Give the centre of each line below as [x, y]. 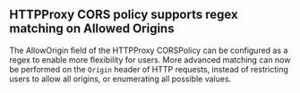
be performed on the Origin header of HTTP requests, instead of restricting [149, 69]
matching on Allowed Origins [92, 29]
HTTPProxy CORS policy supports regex [124, 15]
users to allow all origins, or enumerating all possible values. [120, 79]
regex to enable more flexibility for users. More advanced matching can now [150, 59]
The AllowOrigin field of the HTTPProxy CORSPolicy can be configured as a [149, 50]
